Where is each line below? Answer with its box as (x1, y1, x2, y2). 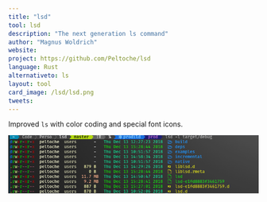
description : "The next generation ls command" (8, 29, 169, 37)
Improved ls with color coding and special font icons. (8, 119, 184, 129)
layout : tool (8, 80, 52, 87)
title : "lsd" (8, 13, 52, 21)
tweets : (8, 96, 34, 105)
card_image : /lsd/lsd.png (8, 88, 94, 96)
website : (8, 46, 37, 55)
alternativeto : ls (8, 72, 69, 80)
